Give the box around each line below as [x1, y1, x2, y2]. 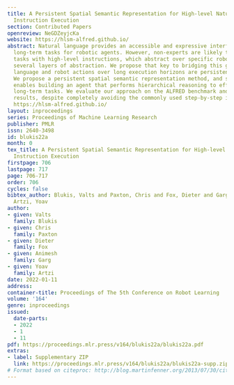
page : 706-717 [7, 172, 49, 179]
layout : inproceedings [7, 107, 73, 114]
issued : [7, 308, 30, 316]
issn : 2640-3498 [7, 127, 54, 134]
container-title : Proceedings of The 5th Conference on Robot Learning [7, 289, 219, 296]
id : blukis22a [7, 133, 49, 140]
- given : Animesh [7, 250, 58, 257]
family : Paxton [13, 231, 58, 238]
